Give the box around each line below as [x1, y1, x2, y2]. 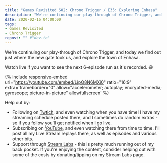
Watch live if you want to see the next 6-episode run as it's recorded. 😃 [5, 64, 153, 70]
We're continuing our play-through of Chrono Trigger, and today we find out [5, 49, 161, 55]
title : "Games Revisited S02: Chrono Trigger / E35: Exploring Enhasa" [5, 7, 157, 13]
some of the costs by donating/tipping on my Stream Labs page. [12, 151, 145, 158]
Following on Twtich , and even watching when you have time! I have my [12, 109, 160, 115]
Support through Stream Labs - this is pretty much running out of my [12, 141, 154, 147]
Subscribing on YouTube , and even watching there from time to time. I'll [12, 125, 160, 131]
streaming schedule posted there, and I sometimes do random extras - [12, 114, 158, 120]
